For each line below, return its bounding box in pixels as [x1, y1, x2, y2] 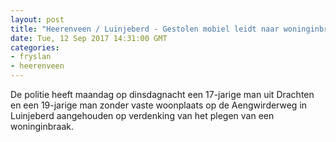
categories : [10, 42, 60, 53]
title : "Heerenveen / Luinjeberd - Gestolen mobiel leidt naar [10, 24, 280, 34]
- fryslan [10, 52, 52, 62]
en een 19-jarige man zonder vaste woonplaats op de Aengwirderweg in [10, 99, 308, 111]
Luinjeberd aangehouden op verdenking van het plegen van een [10, 110, 275, 121]
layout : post [10, 14, 65, 25]
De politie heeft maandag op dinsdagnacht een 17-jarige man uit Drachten [10, 89, 315, 100]
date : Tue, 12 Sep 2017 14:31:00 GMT [10, 33, 168, 43]
